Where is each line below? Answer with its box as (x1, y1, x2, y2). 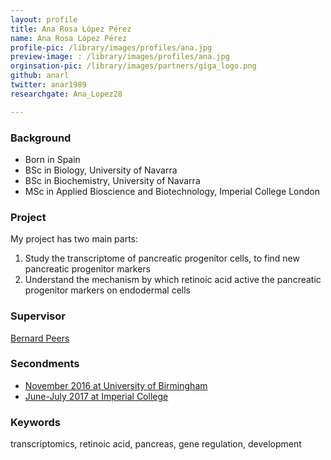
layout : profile (10, 14, 78, 25)
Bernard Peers (10, 332, 70, 344)
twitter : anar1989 (10, 80, 87, 90)
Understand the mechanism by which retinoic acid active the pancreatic (24, 274, 322, 286)
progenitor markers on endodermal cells (24, 284, 192, 296)
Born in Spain (24, 153, 81, 165)
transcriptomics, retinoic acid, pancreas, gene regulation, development (10, 438, 302, 450)
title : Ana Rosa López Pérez (10, 24, 132, 34)
